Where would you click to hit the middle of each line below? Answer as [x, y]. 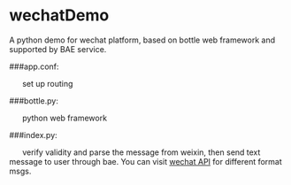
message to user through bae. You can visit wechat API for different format [146, 161]
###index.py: [33, 135]
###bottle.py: [34, 100]
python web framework [65, 118]
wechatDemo [59, 15]
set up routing [47, 83]
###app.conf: [34, 66]
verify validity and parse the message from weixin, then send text [141, 152]
